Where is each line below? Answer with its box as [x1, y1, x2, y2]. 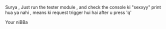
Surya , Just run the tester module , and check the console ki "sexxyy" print [5, 4, 161, 10]
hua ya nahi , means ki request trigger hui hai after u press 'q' [5, 9, 131, 15]
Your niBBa [5, 19, 28, 25]
